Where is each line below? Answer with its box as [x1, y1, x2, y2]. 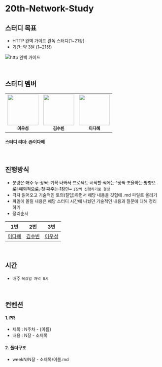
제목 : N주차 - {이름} [12, 326, 52, 333]
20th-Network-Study [5, 3, 94, 14]
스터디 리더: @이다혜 [5, 139, 45, 145]
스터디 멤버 [5, 80, 37, 88]
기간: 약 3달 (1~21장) [12, 44, 52, 50]
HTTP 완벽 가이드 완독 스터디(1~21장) [12, 38, 85, 43]
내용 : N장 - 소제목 [12, 333, 48, 338]
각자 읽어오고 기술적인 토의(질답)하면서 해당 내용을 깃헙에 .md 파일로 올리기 [12, 192, 158, 198]
